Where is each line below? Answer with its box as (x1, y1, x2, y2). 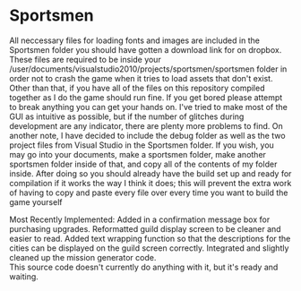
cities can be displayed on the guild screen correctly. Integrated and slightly (9, 243, 289, 253)
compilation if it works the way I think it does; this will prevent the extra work (9, 177, 292, 188)
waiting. (9, 270, 39, 282)
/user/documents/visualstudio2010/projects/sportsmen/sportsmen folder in (9, 64, 288, 74)
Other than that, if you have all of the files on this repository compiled (9, 82, 265, 93)
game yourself (9, 196, 63, 207)
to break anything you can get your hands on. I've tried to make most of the (9, 101, 288, 112)
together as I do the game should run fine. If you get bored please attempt (9, 91, 283, 103)
